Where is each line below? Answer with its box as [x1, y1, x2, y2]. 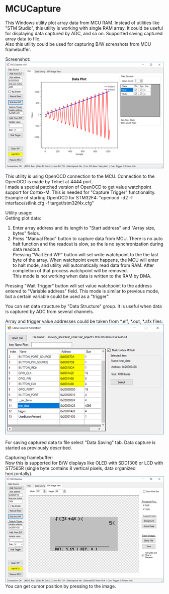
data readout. [12, 246, 41, 252]
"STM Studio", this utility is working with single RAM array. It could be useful [5, 25, 163, 31]
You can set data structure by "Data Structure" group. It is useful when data [5, 303, 162, 310]
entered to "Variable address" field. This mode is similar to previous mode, [5, 288, 159, 294]
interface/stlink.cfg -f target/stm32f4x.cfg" [5, 200, 94, 206]
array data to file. [5, 36, 41, 42]
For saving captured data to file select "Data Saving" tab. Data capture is [5, 439, 156, 445]
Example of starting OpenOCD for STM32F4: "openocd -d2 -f [5, 195, 133, 201]
